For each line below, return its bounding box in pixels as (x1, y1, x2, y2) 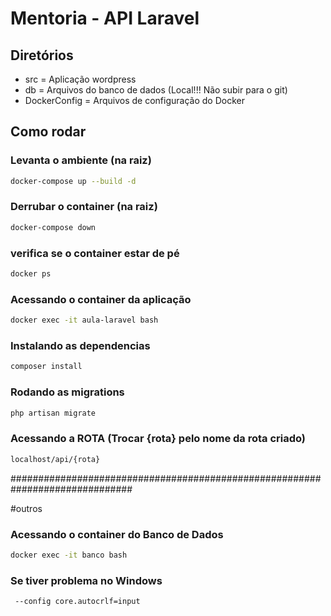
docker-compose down (10, 222, 97, 232)
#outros (10, 502, 43, 514)
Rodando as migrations (10, 385, 125, 399)
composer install (10, 362, 83, 372)
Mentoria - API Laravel (10, 7, 200, 30)
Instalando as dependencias (10, 339, 151, 352)
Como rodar (10, 123, 87, 141)
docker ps (10, 269, 52, 279)
